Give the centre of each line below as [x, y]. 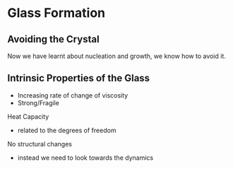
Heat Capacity [28, 116]
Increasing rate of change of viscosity [73, 95]
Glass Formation [56, 13]
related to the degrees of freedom [67, 130]
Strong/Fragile [38, 103]
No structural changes [40, 144]
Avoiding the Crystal [54, 39]
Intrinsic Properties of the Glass [79, 78]
